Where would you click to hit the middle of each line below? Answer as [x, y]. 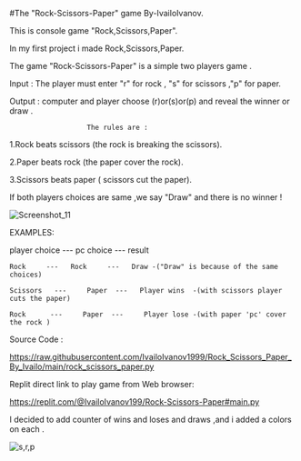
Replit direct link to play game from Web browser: [102, 384]
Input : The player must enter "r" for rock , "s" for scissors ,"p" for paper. [145, 84]
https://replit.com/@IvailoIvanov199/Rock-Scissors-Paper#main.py [135, 402]
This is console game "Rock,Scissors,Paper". [94, 30]
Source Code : [36, 339]
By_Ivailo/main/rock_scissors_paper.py [82, 366]
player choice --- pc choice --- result [79, 250]
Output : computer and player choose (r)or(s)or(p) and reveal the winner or [150, 101]
